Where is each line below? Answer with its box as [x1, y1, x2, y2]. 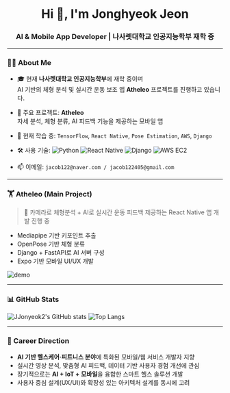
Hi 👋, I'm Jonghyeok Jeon [40, 6, 190, 22]
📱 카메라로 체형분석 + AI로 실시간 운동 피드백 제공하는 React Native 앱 [23, 208, 212, 216]
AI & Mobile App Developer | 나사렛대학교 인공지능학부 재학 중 [16, 32, 214, 42]
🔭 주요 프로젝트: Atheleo [16, 108, 84, 116]
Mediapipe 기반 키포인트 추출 [16, 231, 97, 240]
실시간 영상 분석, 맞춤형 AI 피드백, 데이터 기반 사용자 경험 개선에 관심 [16, 361, 200, 369]
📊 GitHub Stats [7, 294, 60, 304]
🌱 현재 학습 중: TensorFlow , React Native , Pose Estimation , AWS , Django [16, 131, 212, 140]
